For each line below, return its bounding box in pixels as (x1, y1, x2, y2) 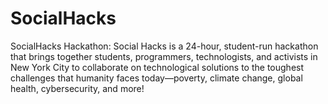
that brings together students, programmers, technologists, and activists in (10, 50, 318, 62)
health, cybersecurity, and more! (10, 82, 145, 94)
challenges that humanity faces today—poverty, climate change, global (10, 72, 303, 84)
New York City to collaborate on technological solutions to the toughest (10, 61, 305, 73)
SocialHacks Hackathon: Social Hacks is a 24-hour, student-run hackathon (10, 40, 319, 52)
